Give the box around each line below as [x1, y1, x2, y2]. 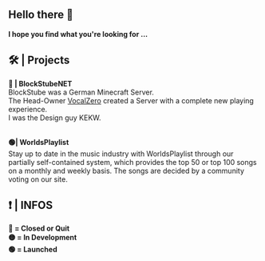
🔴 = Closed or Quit [8, 223, 70, 233]
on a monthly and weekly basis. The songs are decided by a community [8, 166, 245, 175]
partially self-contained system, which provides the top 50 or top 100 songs [8, 157, 257, 167]
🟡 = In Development [8, 233, 77, 243]
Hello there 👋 [8, 8, 74, 22]
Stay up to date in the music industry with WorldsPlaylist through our [8, 149, 234, 159]
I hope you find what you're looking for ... [8, 29, 148, 38]
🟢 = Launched [8, 245, 57, 255]
